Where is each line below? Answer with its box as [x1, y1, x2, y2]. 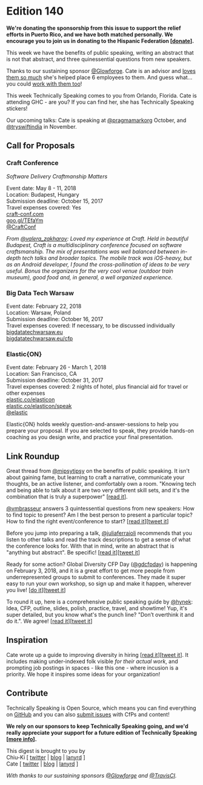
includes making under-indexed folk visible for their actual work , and [6, 658, 179, 665]
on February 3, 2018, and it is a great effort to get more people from [6, 567, 175, 574]
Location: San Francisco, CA [6, 370, 77, 378]
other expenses [6, 390, 45, 397]
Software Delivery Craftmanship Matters [6, 172, 108, 180]
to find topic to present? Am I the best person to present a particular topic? [6, 511, 193, 518]
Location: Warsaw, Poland [6, 308, 72, 316]
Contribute [6, 688, 48, 699]
